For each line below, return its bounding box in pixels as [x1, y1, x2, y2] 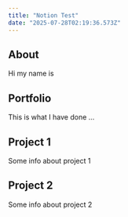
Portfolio [8, 91, 52, 105]
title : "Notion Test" [8, 11, 79, 20]
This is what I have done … [8, 112, 95, 122]
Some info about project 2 [8, 200, 93, 209]
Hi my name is [8, 68, 54, 79]
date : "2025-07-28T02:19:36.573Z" [8, 19, 122, 27]
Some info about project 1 [8, 156, 91, 165]
